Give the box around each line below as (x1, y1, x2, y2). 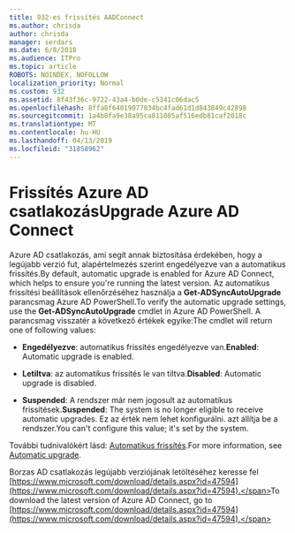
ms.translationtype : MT (9, 120, 97, 129)
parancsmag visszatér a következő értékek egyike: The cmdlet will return (9, 315, 273, 325)
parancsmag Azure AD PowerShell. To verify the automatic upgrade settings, (9, 296, 287, 307)
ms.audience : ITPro (9, 54, 81, 63)
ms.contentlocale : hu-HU (9, 128, 101, 137)
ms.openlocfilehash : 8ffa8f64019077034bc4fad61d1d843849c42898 (9, 103, 247, 112)
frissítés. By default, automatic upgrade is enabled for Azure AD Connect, (9, 268, 275, 278)
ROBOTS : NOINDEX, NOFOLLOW (9, 71, 109, 80)
